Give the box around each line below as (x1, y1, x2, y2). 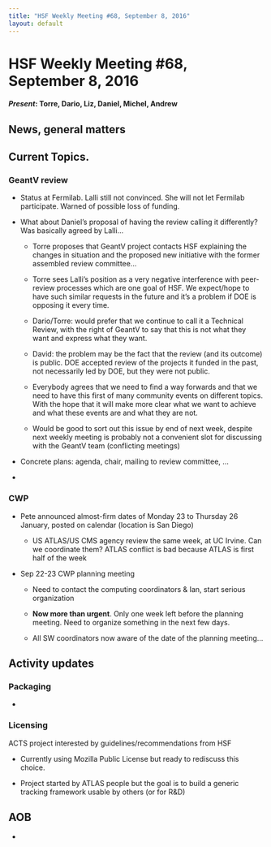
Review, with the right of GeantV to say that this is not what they (32, 325, 247, 335)
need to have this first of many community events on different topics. (32, 391, 264, 400)
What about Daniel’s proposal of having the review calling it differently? (19, 217, 258, 227)
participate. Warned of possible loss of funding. (19, 201, 180, 211)
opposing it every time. (32, 300, 110, 310)
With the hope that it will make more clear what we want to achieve (32, 400, 257, 409)
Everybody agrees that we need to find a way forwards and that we (32, 382, 258, 392)
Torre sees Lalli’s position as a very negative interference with (32, 274, 239, 284)
